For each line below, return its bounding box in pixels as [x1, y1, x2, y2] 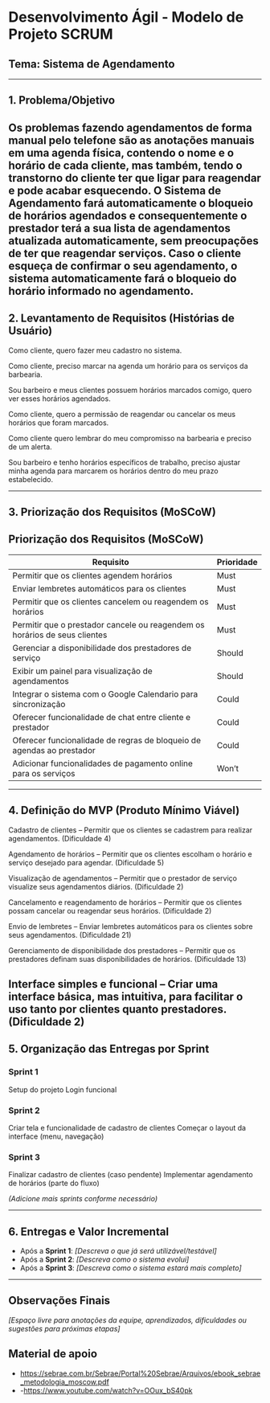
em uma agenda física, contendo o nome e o [8, 145, 235, 160]
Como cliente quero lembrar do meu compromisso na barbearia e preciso [8, 433, 252, 443]
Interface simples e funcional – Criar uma [8, 977, 219, 991]
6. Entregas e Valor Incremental [8, 1225, 170, 1238]
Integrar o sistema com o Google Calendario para [12, 688, 198, 699]
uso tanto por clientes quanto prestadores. [8, 1003, 227, 1016]
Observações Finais [8, 1294, 111, 1307]
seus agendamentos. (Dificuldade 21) [8, 930, 132, 939]
